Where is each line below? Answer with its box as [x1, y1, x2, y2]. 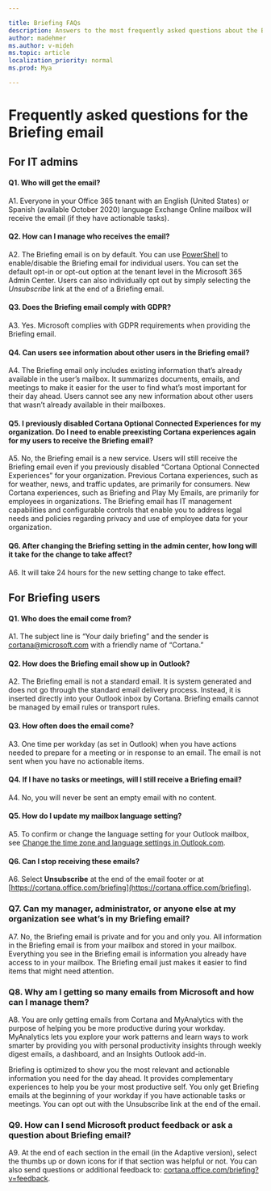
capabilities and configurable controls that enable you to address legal [8, 505, 242, 515]
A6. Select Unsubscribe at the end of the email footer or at [8, 875, 204, 884]
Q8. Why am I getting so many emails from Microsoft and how [8, 986, 255, 998]
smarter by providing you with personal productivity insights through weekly [8, 1041, 262, 1050]
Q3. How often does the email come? [8, 721, 135, 731]
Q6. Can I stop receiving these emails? [8, 856, 140, 866]
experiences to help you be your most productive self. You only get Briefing [8, 1082, 260, 1091]
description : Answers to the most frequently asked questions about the [8, 26, 258, 35]
